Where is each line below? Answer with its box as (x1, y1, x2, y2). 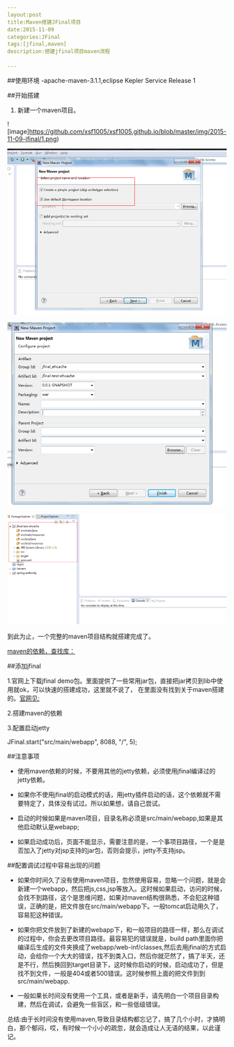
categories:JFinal (7, 33, 61, 40)
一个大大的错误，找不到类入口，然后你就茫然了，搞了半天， (47, 952, 219, 961)
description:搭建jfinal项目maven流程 (7, 48, 110, 55)
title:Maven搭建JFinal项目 (7, 18, 81, 26)
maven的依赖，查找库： (7, 647, 75, 656)
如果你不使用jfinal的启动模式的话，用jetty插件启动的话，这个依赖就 (17, 790, 209, 799)
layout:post (7, 11, 42, 18)
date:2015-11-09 (7, 26, 54, 33)
